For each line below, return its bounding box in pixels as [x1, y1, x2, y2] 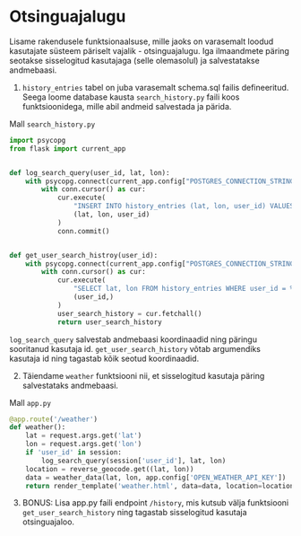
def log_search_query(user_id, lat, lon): [9, 168, 170, 177]
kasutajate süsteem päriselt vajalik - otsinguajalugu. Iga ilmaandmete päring [9, 45, 289, 56]
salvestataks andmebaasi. [21, 380, 119, 391]
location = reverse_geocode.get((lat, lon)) [25, 464, 194, 473]
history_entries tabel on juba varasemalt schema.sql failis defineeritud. [21, 82, 289, 92]
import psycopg [9, 136, 66, 145]
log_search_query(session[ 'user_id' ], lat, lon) [41, 456, 227, 465]
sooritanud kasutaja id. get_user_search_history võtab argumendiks [9, 343, 262, 354]
